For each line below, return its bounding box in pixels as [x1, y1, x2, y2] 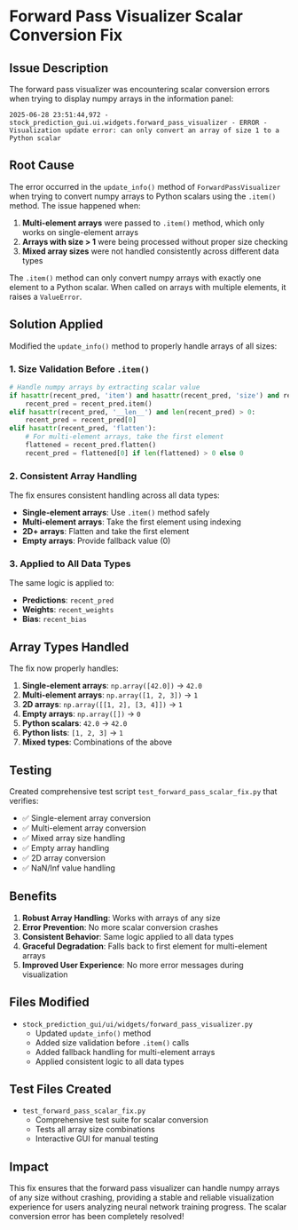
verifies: [9, 796, 39, 807]
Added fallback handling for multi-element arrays [35, 1046, 216, 1057]
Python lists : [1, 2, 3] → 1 [21, 728, 124, 738]
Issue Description [9, 60, 109, 75]
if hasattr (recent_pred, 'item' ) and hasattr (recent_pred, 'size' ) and [9, 390, 279, 400]
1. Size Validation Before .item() [9, 362, 150, 375]
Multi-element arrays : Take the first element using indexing [21, 516, 242, 527]
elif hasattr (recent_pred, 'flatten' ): [9, 424, 157, 433]
